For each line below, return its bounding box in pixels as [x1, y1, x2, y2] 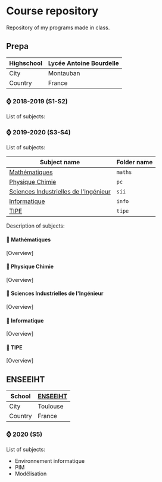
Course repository [6, 4, 99, 18]
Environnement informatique [14, 458, 85, 465]
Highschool [9, 59, 43, 67]
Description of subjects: [6, 222, 65, 229]
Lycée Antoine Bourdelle [48, 59, 119, 67]
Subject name [39, 158, 80, 167]
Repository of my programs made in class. [6, 24, 110, 31]
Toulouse [38, 402, 64, 410]
